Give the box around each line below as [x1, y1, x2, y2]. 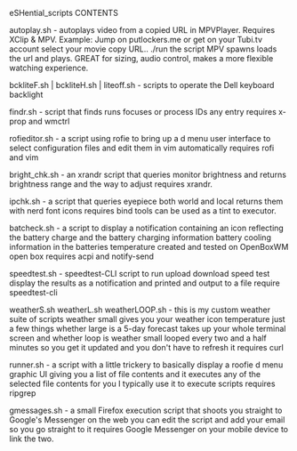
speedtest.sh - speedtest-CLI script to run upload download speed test [9, 269, 270, 278]
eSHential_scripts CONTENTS [9, 8, 118, 18]
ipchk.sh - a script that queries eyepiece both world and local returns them [9, 196, 284, 206]
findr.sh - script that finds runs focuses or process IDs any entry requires [9, 107, 277, 117]
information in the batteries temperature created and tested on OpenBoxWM [9, 242, 289, 252]
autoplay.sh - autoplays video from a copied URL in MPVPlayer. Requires [9, 25, 276, 35]
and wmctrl [28, 116, 70, 126]
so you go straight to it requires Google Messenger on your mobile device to [9, 424, 289, 434]
